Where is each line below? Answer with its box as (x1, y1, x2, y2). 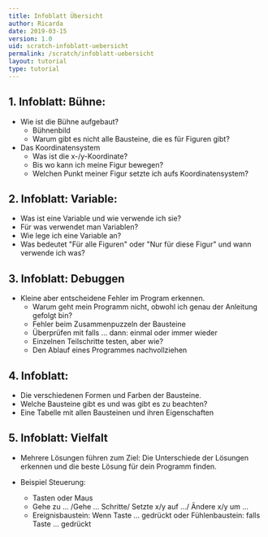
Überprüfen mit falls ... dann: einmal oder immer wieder (32, 328, 218, 338)
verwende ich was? (19, 248, 85, 258)
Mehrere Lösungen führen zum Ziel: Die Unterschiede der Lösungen (19, 452, 249, 462)
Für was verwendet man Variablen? (19, 222, 139, 232)
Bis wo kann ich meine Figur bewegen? (32, 159, 164, 169)
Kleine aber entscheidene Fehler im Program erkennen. (19, 294, 205, 303)
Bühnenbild (32, 125, 71, 135)
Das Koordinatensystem (19, 142, 101, 152)
